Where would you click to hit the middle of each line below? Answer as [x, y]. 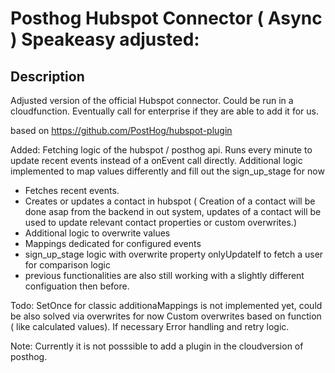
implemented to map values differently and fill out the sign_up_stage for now [167, 171]
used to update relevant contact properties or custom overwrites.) [161, 222]
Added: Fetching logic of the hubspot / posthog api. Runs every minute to [161, 150]
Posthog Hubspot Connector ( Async [166, 18]
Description [47, 76]
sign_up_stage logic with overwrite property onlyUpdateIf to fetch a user [174, 254]
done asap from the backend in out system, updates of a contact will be [173, 211]
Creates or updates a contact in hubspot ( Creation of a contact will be [170, 201]
